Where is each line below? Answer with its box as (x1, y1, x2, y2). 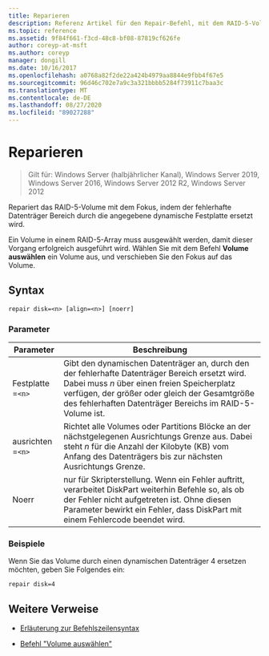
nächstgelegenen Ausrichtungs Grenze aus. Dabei (63, 431, 252, 442)
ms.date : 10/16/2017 (8, 64, 78, 72)
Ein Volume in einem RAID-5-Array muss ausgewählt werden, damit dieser (8, 234, 254, 245)
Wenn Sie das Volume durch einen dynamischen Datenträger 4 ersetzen (8, 557, 247, 566)
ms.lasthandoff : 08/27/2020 (8, 101, 102, 109)
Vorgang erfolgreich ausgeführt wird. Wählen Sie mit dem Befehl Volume (8, 243, 249, 253)
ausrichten (12, 436, 53, 447)
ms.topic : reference (8, 26, 78, 34)
